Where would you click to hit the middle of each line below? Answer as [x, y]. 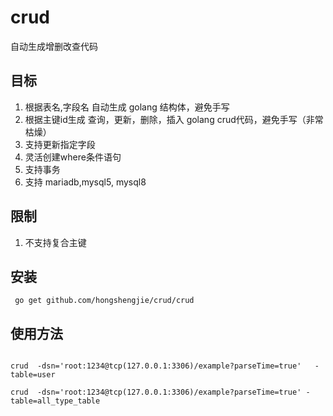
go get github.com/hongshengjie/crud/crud [104, 301]
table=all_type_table [55, 401]
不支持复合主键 [55, 242]
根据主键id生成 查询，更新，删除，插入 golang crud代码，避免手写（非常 [174, 119]
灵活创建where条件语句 [73, 157]
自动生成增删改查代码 [54, 46]
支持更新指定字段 [60, 144]
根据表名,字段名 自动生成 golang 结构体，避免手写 [127, 107]
